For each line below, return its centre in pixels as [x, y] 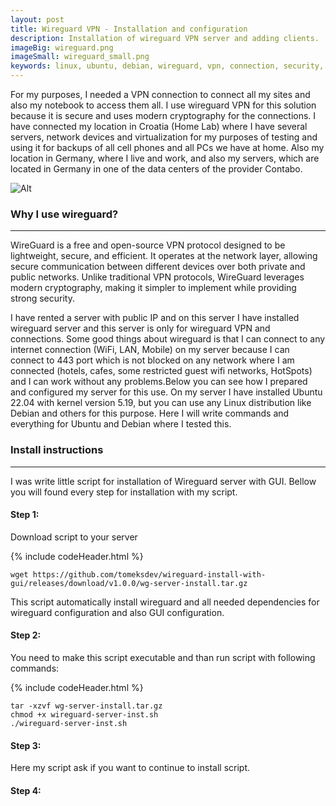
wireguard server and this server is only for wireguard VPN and [140, 328]
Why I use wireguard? [64, 214]
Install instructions [57, 450]
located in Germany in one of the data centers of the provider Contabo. [156, 169]
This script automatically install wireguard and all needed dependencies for [165, 602]
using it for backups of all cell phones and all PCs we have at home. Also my [167, 147]
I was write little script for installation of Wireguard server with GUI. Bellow [163, 481]
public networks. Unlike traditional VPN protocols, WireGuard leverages [157, 277]
